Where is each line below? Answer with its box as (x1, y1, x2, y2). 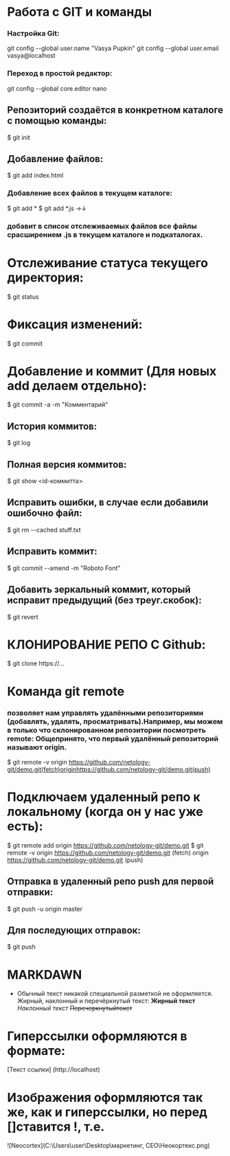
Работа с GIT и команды (7, 4, 152, 20)
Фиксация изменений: (7, 317, 143, 332)
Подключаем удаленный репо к (7, 789, 200, 805)
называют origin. (7, 743, 67, 752)
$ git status (7, 293, 39, 301)
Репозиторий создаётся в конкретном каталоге (7, 104, 224, 116)
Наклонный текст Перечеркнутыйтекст (16, 1004, 133, 1012)
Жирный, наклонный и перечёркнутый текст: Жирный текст (16, 997, 196, 1005)
